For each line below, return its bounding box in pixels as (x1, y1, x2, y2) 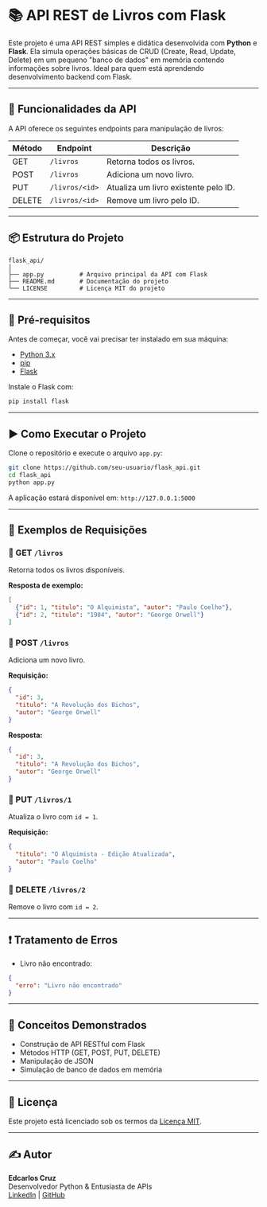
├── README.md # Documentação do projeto (8, 277, 169, 285)
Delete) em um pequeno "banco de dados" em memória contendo (8, 55, 225, 64)
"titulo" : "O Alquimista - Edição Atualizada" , (15, 850, 176, 858)
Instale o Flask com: (8, 382, 74, 392)
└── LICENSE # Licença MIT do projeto (8, 284, 165, 292)
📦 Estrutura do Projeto (8, 232, 125, 245)
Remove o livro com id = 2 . (8, 902, 99, 912)
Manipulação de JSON (19, 1057, 94, 1066)
